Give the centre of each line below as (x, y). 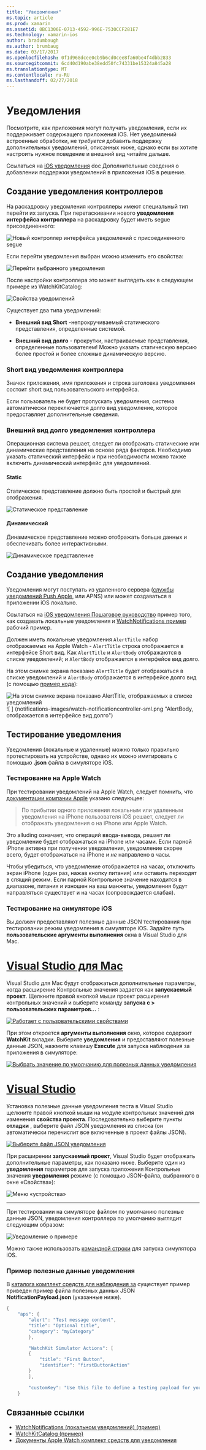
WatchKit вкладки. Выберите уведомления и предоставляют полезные (101, 1039)
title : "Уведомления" (34, 12)
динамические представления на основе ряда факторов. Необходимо (99, 450)
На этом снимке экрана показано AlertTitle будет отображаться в (95, 671)
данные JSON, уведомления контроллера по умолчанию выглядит (94, 1218)
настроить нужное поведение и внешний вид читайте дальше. (88, 154)
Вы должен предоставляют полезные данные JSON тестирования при (99, 922)
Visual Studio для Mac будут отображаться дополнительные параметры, (101, 983)
